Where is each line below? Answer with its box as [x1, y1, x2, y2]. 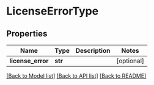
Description [75, 47, 111, 55]
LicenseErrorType [6, 4, 99, 18]
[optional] [116, 56, 145, 65]
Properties [6, 29, 48, 39]
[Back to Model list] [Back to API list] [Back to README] [6, 72, 147, 80]
